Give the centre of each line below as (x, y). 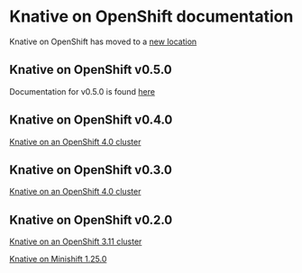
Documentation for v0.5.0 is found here (82, 91)
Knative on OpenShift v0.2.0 (91, 219)
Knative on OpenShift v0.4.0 (91, 120)
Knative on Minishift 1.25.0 (58, 259)
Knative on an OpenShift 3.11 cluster (76, 241)
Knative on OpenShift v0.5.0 (91, 70)
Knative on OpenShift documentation (151, 17)
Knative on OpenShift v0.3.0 (91, 170)
